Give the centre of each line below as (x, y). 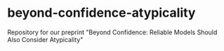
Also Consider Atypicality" (45, 39)
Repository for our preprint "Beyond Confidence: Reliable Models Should (112, 32)
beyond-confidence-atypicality (101, 13)
